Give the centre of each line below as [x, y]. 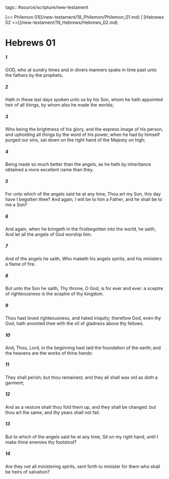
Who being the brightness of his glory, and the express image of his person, [84, 129]
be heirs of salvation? [27, 471]
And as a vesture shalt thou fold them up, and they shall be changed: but [81, 407]
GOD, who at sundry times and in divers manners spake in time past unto [81, 70]
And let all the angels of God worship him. [49, 234]
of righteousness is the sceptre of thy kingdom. [54, 294]
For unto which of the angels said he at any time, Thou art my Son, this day [83, 194]
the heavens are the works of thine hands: [49, 353]
